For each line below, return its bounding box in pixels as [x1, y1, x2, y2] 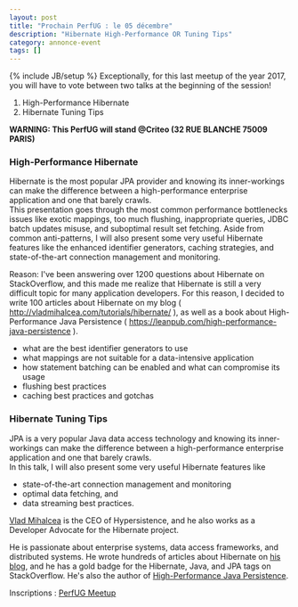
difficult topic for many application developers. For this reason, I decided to [9, 288, 285, 299]
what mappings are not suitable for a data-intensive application [21, 353, 254, 364]
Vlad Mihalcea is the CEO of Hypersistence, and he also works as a [9, 514, 256, 526]
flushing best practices [21, 381, 107, 392]
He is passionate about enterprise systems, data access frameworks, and [9, 541, 278, 553]
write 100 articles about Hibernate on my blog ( [9, 298, 182, 308]
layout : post [9, 12, 58, 22]
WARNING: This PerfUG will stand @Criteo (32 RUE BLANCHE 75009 [9, 124, 269, 135]
